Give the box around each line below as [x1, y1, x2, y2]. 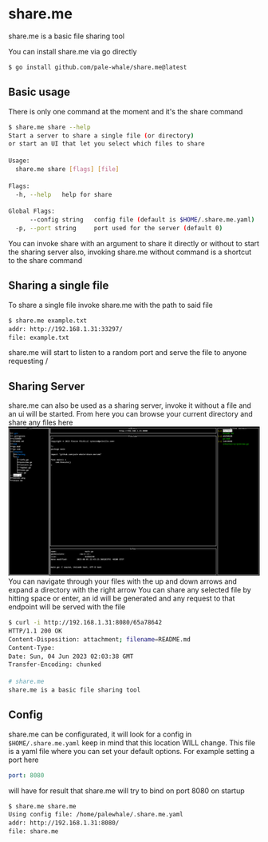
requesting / [8, 357, 49, 366]
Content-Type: [8, 644, 56, 652]
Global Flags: [8, 207, 56, 216]
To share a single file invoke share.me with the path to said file [8, 300, 213, 309]
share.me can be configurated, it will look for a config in [8, 729, 192, 739]
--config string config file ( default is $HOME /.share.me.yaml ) [29, 216, 255, 224]
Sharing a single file [8, 279, 109, 293]
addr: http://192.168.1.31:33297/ [8, 325, 124, 333]
